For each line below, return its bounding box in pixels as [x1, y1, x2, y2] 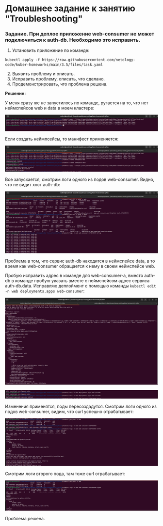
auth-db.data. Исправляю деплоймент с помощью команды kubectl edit [5, 283, 156, 288]
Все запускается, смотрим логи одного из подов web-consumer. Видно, [5, 176, 155, 182]
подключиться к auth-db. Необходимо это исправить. [5, 37, 141, 44]
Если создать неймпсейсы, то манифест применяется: [5, 136, 119, 142]
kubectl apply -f [5, 58, 40, 63]
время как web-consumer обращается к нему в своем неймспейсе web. [5, 263, 155, 269]
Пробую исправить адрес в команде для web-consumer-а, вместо [5, 272, 144, 278]
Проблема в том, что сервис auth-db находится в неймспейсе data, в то [5, 258, 155, 264]
